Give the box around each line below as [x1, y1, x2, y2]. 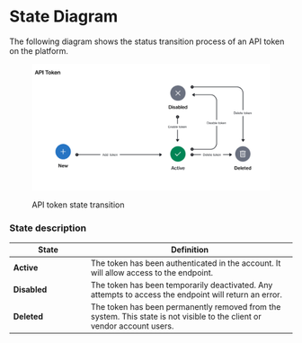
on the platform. [9, 45, 69, 56]
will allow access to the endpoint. [91, 267, 214, 277]
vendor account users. [91, 321, 174, 331]
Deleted [13, 312, 43, 322]
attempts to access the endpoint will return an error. [91, 289, 283, 300]
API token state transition [31, 199, 125, 210]
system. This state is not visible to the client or [91, 312, 262, 322]
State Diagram [9, 6, 119, 27]
